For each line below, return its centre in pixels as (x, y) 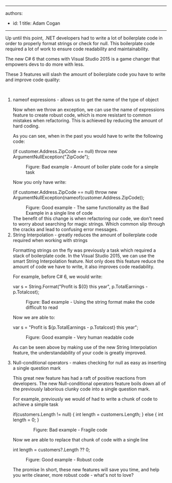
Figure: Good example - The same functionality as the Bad (87, 208)
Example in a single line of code (59, 213)
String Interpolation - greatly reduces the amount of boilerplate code (85, 235)
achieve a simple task (36, 404)
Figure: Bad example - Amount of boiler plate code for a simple (92, 167)
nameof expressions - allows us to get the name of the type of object (85, 100)
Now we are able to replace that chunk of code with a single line (80, 440)
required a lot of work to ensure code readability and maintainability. (77, 49)
